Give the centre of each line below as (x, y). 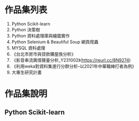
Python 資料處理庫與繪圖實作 (41, 36)
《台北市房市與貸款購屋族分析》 (43, 54)
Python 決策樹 (26, 29)
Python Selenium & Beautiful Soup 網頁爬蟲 (55, 41)
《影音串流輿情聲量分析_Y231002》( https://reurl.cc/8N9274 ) (71, 60)
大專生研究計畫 (26, 72)
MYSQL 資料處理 (28, 48)
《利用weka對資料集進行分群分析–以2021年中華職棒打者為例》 (74, 66)
